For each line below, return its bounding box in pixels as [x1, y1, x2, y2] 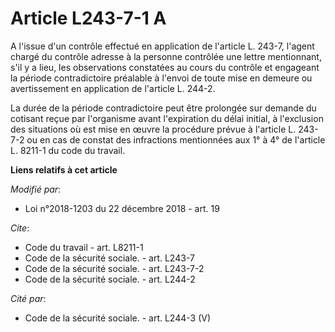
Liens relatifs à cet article [10, 163, 118, 176]
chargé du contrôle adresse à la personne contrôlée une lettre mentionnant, [10, 50, 322, 62]
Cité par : [10, 292, 47, 304]
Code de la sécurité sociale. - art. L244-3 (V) [24, 312, 212, 324]
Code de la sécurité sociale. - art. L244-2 [24, 273, 196, 285]
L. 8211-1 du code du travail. [10, 144, 126, 156]
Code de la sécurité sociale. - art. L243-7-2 [24, 262, 205, 274]
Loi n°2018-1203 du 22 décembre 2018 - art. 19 [24, 202, 220, 214]
